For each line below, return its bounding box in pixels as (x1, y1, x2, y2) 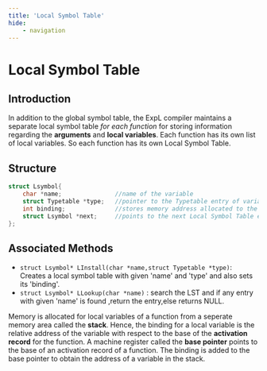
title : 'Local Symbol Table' (8, 11, 105, 20)
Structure (8, 161, 57, 175)
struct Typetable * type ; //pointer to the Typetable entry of (22, 197, 240, 205)
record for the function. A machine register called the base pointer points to (8, 337, 258, 346)
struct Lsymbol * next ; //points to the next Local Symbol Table (22, 212, 254, 220)
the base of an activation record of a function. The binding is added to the (8, 346, 250, 355)
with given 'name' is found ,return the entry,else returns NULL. (19, 296, 225, 306)
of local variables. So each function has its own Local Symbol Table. (8, 138, 231, 148)
